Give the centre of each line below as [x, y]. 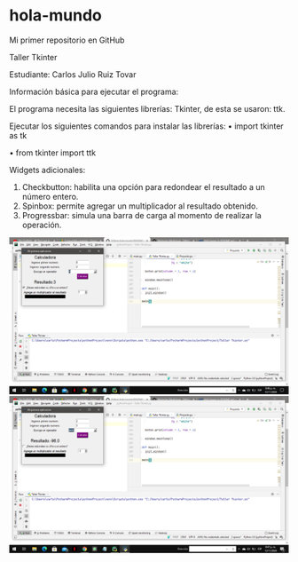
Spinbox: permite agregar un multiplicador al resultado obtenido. [140, 206]
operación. [42, 225]
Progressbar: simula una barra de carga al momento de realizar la [141, 215]
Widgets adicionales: [47, 170]
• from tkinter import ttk [52, 153]
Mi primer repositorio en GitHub [67, 40]
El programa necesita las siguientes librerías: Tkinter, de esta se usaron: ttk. [147, 108]
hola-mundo [55, 16]
